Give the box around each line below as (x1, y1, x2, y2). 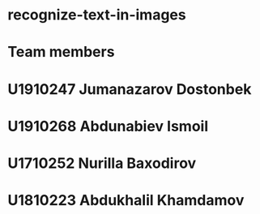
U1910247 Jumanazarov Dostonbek (7, 79, 252, 98)
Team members (7, 43, 115, 62)
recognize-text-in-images (7, 6, 187, 24)
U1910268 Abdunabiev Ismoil (7, 117, 208, 135)
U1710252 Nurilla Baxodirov (7, 154, 197, 172)
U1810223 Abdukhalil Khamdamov (7, 191, 245, 210)
